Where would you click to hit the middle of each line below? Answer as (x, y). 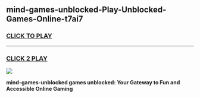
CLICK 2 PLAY (27, 58)
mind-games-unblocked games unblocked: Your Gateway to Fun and (93, 82)
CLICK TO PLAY (29, 36)
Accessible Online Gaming (40, 88)
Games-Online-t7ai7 (45, 19)
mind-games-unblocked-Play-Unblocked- (86, 10)
